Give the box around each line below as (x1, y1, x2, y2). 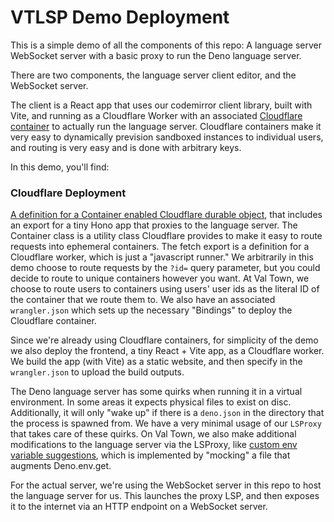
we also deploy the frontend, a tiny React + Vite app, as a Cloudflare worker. (10, 345, 325, 357)
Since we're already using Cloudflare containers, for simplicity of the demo (10, 334, 319, 346)
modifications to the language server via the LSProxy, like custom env (10, 439, 298, 451)
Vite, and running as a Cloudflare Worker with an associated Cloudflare (10, 109, 303, 121)
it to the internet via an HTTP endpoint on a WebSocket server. (10, 501, 268, 513)
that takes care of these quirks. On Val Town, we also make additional (10, 428, 297, 440)
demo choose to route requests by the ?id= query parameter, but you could (10, 262, 321, 274)
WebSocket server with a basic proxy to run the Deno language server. (10, 49, 302, 61)
